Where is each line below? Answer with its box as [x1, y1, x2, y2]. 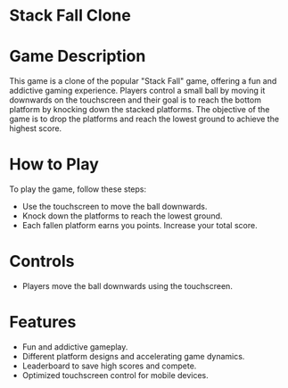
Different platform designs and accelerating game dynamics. [21, 351, 245, 361]
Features [9, 312, 77, 333]
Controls [9, 252, 75, 272]
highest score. [9, 123, 62, 134]
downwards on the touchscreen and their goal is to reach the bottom [9, 95, 261, 105]
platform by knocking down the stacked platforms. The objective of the [9, 104, 270, 115]
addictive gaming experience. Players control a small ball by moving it [9, 86, 266, 96]
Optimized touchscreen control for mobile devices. [21, 369, 210, 380]
